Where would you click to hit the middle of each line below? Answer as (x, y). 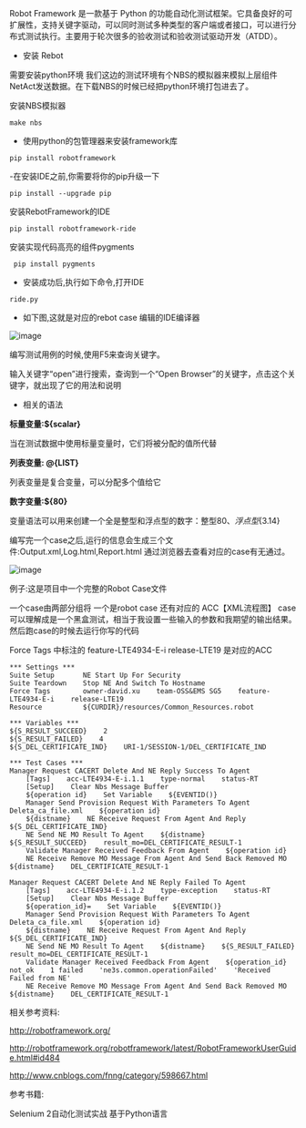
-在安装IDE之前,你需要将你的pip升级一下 (85, 176)
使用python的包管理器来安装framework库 (100, 141)
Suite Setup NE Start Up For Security (95, 675)
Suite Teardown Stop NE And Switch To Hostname (107, 683)
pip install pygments (54, 264)
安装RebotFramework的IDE (60, 211)
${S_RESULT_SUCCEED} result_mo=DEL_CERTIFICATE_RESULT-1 (126, 843)
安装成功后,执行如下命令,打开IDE (83, 282)
